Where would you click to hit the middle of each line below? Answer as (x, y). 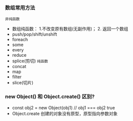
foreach (20, 40)
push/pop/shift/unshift (35, 34)
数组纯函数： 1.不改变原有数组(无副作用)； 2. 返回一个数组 (70, 29)
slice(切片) (23, 83)
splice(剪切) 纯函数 (30, 61)
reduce (19, 55)
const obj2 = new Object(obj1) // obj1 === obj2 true (64, 108)
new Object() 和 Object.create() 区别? (50, 97)
